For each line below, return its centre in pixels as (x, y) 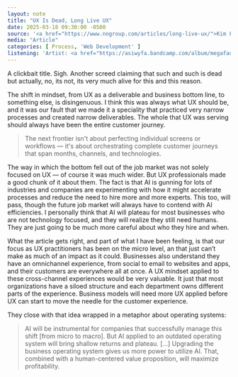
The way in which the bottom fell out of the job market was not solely (108, 167)
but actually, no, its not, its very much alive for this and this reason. (105, 81)
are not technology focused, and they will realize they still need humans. (113, 219)
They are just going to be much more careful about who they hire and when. (118, 227)
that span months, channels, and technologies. (93, 153)
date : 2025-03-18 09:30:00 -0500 (57, 27)
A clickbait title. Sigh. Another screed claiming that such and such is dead (115, 73)
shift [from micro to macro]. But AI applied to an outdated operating (123, 336)
